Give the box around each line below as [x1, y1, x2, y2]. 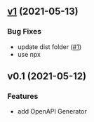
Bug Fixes [7, 27, 42, 36]
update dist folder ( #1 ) [17, 42, 82, 51]
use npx [17, 50, 41, 58]
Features [7, 91, 39, 101]
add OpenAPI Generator [17, 107, 88, 116]
